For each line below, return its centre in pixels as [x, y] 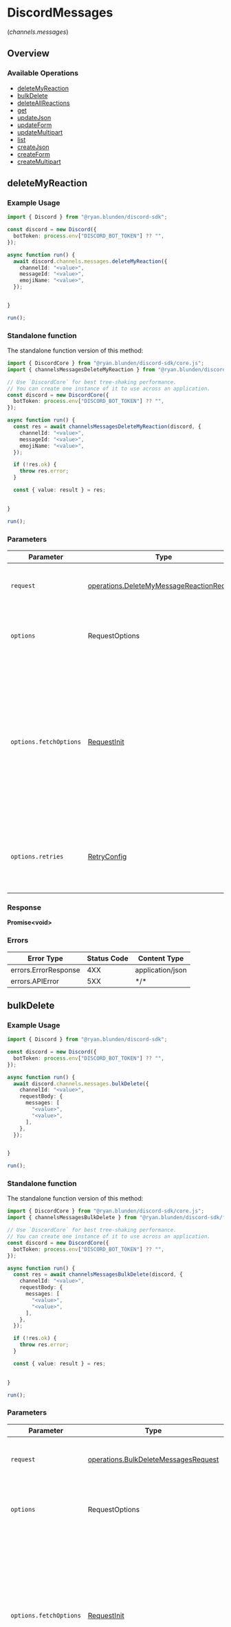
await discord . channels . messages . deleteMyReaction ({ [90, 261]
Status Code [108, 958]
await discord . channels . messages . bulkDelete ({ [81, 1084]
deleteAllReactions [43, 103]
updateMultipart [40, 132]
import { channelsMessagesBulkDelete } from [72, 1218]
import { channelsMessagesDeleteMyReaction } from [81, 369]
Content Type [161, 958]
